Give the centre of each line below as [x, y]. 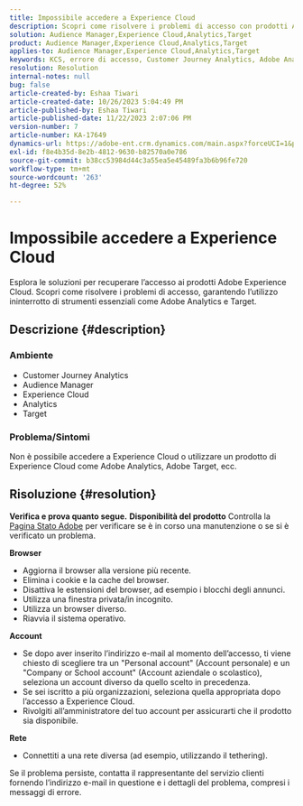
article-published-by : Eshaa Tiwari [78, 110]
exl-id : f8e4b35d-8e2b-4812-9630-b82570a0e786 [98, 152]
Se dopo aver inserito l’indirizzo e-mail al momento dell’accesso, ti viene [156, 653]
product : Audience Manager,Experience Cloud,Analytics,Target [129, 43]
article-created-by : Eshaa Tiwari [74, 93]
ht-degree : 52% [38, 186]
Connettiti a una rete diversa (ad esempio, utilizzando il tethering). [145, 755]
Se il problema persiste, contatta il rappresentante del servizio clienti [137, 773]
